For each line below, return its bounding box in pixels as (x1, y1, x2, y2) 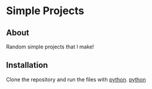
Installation (6, 60, 48, 70)
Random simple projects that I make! (6, 43, 94, 50)
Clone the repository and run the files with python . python (6, 75, 146, 83)
